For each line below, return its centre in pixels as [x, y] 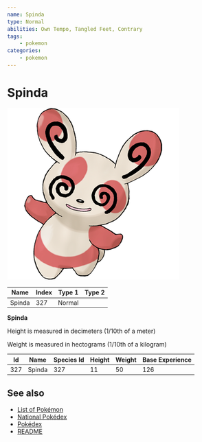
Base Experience [167, 360]
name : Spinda [26, 14]
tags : [15, 36]
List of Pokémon [40, 410]
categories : [24, 51]
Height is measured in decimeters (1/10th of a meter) [81, 331]
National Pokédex [42, 417]
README [30, 432]
